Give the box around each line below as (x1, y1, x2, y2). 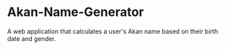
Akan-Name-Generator (7, 4, 144, 20)
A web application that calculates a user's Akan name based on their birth (7, 27, 219, 35)
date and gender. (7, 34, 56, 42)
